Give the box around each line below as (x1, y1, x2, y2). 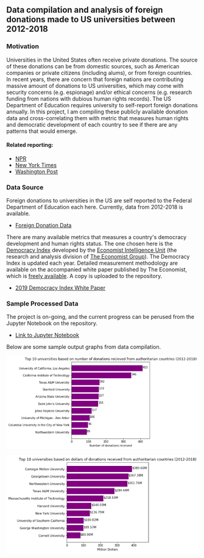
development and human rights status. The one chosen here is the (6, 240, 173, 248)
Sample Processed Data (6, 299, 79, 308)
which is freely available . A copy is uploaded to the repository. (6, 273, 163, 280)
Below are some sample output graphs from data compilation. (6, 343, 161, 351)
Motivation (6, 42, 40, 51)
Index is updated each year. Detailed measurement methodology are (6, 259, 178, 267)
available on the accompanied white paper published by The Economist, (6, 266, 188, 273)
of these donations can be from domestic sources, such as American (6, 62, 180, 70)
